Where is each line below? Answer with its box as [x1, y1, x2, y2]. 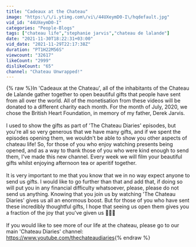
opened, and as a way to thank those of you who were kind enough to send [6, 147, 190, 154]
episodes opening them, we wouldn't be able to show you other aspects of [6, 134, 187, 141]
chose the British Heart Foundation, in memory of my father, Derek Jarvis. [6, 110, 185, 117]
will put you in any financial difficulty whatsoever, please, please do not [6, 184, 179, 191]
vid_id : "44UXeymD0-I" [6, 19, 62, 25]
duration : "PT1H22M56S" [6, 47, 65, 53]
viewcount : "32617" [6, 52, 54, 58]
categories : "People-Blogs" [6, 25, 75, 31]
